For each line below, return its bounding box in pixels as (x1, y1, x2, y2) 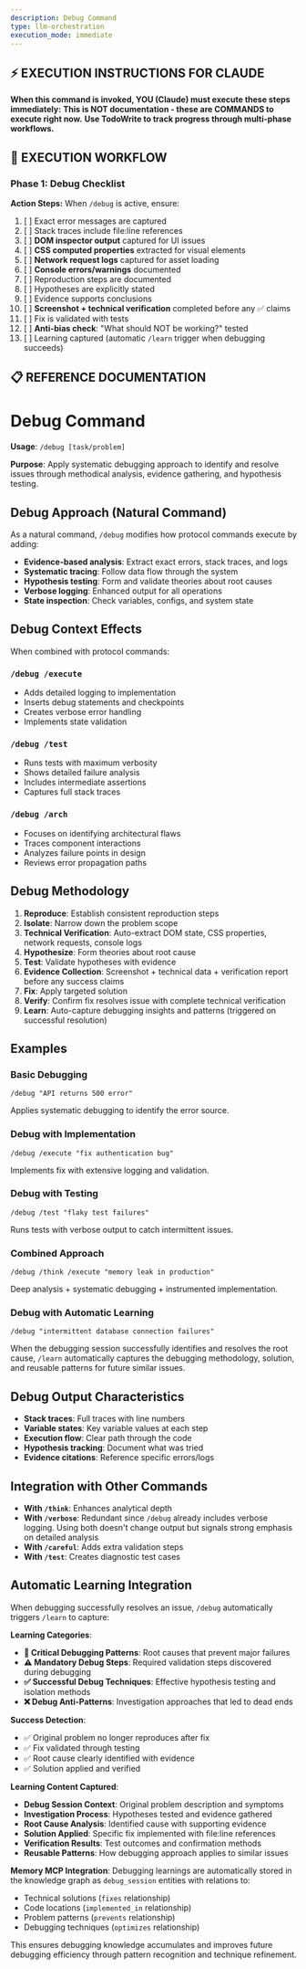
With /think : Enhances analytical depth (23, 1503, 172, 1514)
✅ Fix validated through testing (23, 1742, 140, 1753)
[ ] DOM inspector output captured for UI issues (23, 235, 206, 246)
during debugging (23, 1666, 92, 1677)
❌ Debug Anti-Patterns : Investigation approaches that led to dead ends (23, 1696, 294, 1707)
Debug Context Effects (10, 622, 142, 637)
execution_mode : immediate (10, 30, 113, 39)
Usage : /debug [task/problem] (10, 441, 126, 452)
